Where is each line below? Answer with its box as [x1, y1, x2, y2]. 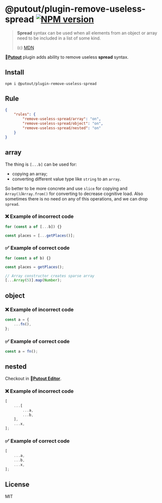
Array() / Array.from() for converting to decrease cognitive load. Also [5, 191, 144, 197]
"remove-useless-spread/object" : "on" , [22, 121, 104, 126]
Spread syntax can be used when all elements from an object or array [17, 30, 157, 36]
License [5, 481, 30, 489]
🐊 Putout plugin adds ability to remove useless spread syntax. [5, 54, 129, 60]
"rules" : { [14, 112, 36, 117]
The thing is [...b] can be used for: [5, 161, 77, 167]
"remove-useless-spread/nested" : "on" [22, 126, 101, 131]
